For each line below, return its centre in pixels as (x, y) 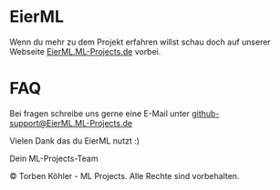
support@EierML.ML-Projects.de (71, 123)
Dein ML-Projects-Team (54, 158)
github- (205, 113)
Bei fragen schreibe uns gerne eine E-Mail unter (99, 113)
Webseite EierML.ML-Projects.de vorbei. (85, 51)
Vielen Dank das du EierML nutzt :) (74, 140)
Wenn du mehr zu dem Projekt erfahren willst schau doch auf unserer (140, 42)
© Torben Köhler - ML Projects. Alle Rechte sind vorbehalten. (124, 175)
